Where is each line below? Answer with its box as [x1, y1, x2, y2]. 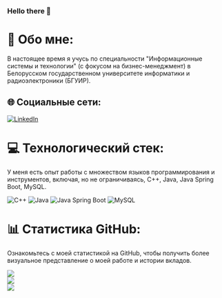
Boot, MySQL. [7, 182, 47, 190]
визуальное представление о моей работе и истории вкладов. [7, 256, 192, 264]
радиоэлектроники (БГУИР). [7, 76, 91, 85]
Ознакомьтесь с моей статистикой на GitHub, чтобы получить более [7, 248, 210, 257]
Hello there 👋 [7, 6, 52, 16]
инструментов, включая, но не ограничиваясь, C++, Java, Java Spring [7, 175, 214, 183]
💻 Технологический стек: [7, 140, 164, 156]
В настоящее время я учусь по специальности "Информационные [7, 54, 203, 63]
